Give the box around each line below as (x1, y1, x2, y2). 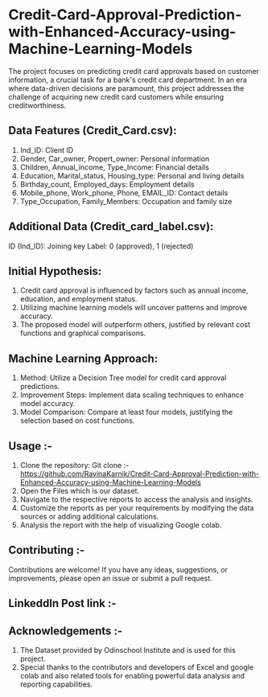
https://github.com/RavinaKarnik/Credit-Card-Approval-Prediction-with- (19, 469, 260, 478)
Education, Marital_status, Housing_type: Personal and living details (19, 170, 245, 180)
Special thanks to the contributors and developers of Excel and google (19, 662, 254, 672)
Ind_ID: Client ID (19, 145, 74, 154)
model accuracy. (19, 399, 76, 408)
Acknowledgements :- (8, 624, 123, 638)
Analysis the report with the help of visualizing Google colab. (19, 520, 222, 530)
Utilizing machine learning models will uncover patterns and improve (19, 303, 248, 313)
